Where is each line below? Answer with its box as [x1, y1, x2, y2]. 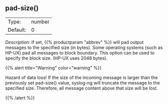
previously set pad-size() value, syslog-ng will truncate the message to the [5, 79, 160, 85]
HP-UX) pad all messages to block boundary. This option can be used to [5, 49, 155, 55]
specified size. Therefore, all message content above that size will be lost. [5, 85, 158, 91]
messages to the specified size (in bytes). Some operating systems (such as [5, 44, 163, 50]
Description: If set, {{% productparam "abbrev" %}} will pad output [5, 39, 144, 45]
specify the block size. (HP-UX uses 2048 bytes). [5, 55, 108, 61]
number [31, 18, 50, 25]
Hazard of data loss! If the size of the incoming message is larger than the [5, 74, 158, 80]
